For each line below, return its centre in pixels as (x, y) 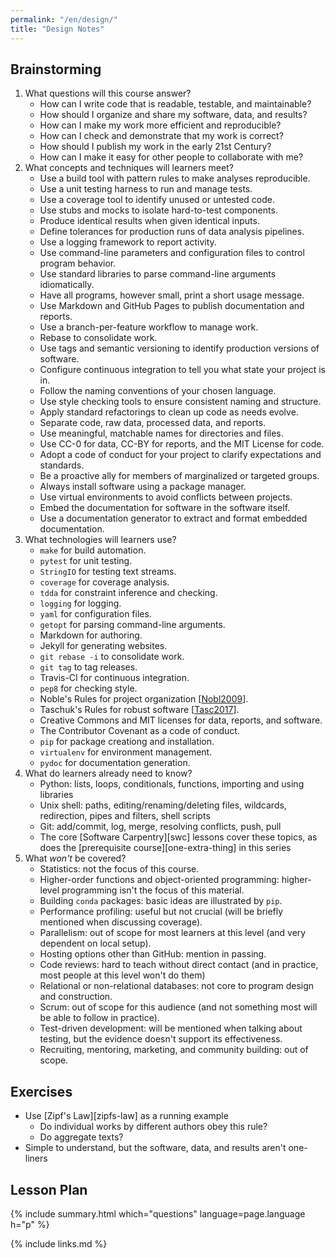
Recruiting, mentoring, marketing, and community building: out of (174, 1050)
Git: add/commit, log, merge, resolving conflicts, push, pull (160, 827)
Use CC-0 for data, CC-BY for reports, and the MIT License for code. (182, 444)
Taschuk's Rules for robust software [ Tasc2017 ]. (139, 710)
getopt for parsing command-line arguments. (132, 625)
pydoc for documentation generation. (115, 763)
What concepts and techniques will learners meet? (129, 168)
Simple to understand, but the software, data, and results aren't (155, 1148)
